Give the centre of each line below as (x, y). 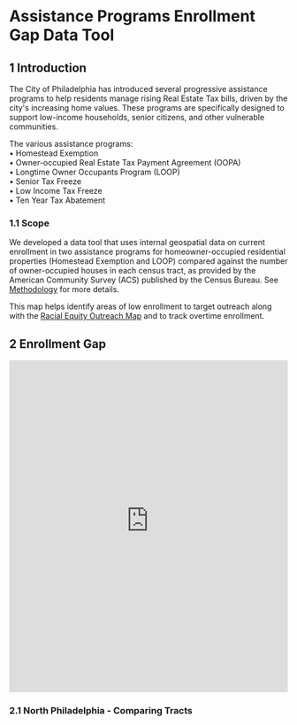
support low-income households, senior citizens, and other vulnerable (137, 117)
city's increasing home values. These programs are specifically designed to (147, 108)
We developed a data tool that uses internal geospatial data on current (137, 243)
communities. (34, 127)
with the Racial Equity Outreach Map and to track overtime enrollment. (137, 316)
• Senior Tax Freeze (46, 181)
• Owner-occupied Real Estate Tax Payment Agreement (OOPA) (125, 162)
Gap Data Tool (62, 35)
